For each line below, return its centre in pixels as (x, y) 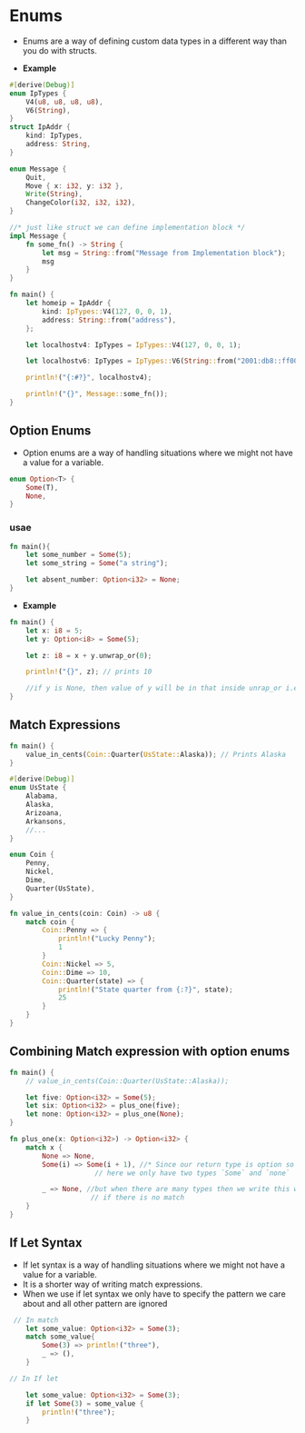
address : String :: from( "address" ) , (109, 320)
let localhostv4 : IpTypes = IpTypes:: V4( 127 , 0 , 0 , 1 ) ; (134, 345)
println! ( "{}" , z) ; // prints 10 (89, 672)
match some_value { (60, 1337)
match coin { (50, 922)
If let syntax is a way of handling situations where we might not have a (154, 1265)
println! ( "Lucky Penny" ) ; (107, 939)
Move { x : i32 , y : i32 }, (75, 186)
